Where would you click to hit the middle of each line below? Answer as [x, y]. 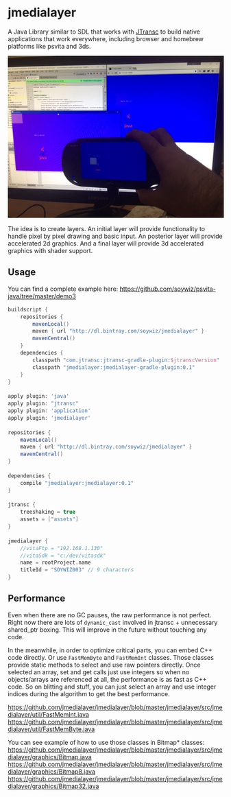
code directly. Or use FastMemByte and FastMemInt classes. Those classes [111, 657]
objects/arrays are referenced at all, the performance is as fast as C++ [108, 679]
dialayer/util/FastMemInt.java [49, 714]
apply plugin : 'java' [39, 396]
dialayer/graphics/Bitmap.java [50, 757]
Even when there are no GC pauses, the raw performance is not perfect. [110, 615]
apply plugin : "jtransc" [43, 404]
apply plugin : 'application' [49, 411]
